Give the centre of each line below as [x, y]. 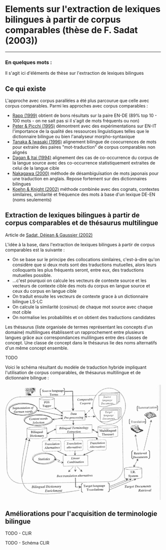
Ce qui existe [25, 88]
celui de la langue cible [36, 168]
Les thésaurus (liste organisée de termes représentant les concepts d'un [79, 327]
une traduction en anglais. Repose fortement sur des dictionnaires [80, 179]
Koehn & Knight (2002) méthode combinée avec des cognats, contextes [86, 189]
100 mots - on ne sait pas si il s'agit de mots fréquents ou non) [76, 121]
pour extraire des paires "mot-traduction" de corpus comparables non [84, 147]
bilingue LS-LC [27, 301]
